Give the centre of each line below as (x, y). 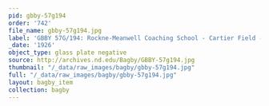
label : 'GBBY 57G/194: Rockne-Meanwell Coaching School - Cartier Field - (136, 38)
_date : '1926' (32, 45)
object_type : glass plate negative (68, 53)
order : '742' (30, 23)
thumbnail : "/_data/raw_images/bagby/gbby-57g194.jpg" (102, 68)
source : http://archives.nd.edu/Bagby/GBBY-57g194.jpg (102, 61)
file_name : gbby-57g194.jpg (55, 30)
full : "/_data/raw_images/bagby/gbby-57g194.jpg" (93, 75)
